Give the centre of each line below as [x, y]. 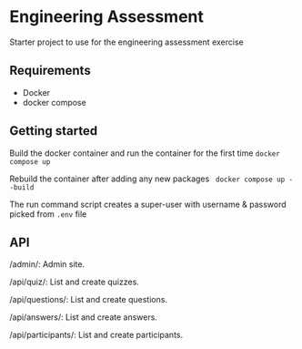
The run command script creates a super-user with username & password [148, 204]
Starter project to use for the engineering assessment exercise [126, 42]
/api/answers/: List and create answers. [83, 317]
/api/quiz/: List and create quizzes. [74, 282]
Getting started [54, 131]
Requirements [50, 71]
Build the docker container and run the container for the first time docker [145, 153]
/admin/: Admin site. [47, 264]
